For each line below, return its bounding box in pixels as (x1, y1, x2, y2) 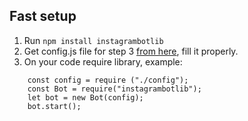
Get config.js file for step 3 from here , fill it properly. (23, 45, 239, 57)
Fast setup (9, 8, 77, 25)
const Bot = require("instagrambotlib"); (27, 84, 202, 94)
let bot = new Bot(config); (27, 92, 144, 103)
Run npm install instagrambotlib (23, 34, 164, 46)
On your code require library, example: (23, 55, 183, 68)
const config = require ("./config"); (27, 75, 189, 85)
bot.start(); (27, 101, 82, 111)
